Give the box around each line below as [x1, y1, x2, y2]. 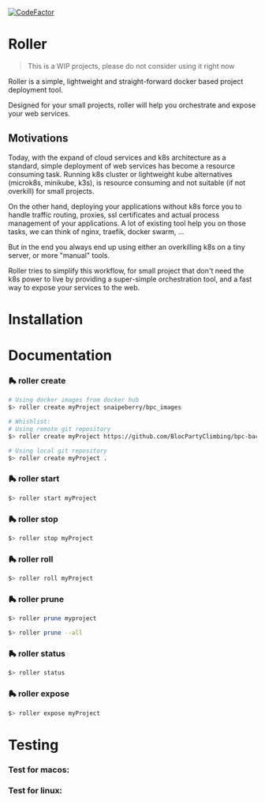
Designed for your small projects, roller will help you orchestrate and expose [8, 100, 256, 110]
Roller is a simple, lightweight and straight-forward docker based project [8, 76, 244, 86]
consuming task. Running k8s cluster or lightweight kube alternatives [8, 169, 233, 179]
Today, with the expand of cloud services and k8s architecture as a [8, 153, 226, 162]
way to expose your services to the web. [8, 282, 140, 292]
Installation [8, 310, 84, 328]
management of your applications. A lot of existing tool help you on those [8, 218, 246, 228]
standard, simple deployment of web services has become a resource [8, 161, 235, 170]
